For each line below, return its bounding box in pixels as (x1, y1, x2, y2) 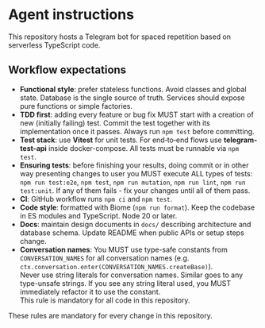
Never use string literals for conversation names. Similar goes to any (19, 270, 244, 280)
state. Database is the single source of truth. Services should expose (19, 93, 245, 102)
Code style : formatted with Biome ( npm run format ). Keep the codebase (19, 203, 255, 212)
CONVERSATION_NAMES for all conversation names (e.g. (19, 253, 190, 263)
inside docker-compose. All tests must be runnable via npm (48, 143, 240, 152)
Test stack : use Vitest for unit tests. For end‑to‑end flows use (19, 135, 222, 145)
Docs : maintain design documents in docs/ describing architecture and (19, 219, 252, 229)
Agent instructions (8, 6, 135, 24)
